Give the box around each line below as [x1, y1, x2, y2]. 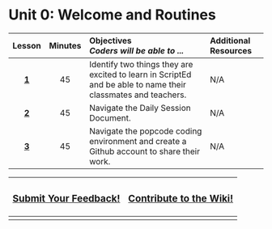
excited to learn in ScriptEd [88, 69, 192, 80]
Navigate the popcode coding [88, 125, 202, 137]
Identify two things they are [88, 58, 193, 70]
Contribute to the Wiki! [128, 193, 233, 206]
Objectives [88, 35, 132, 46]
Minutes [49, 40, 82, 51]
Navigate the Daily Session [88, 102, 192, 113]
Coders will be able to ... [88, 45, 185, 56]
